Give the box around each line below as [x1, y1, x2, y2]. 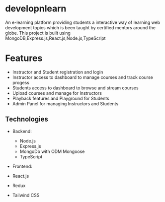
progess [12, 79, 30, 85]
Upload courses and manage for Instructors [12, 90, 102, 96]
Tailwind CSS [12, 192, 40, 198]
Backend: [12, 128, 32, 134]
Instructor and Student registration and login [12, 69, 103, 75]
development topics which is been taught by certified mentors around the [5, 24, 156, 30]
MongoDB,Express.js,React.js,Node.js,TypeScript [5, 35, 106, 41]
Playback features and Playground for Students [12, 95, 109, 101]
